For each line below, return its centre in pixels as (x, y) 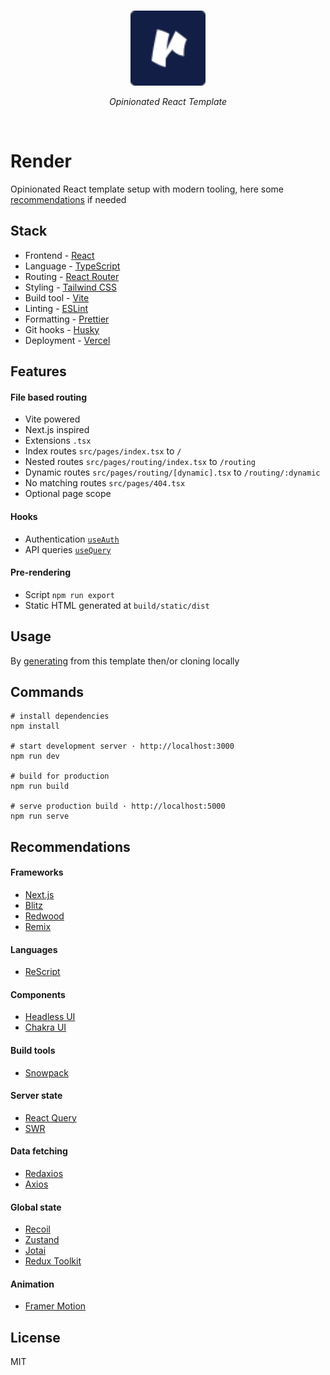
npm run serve (40, 816)
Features (38, 371)
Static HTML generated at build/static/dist (117, 605)
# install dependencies (60, 716)
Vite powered (52, 419)
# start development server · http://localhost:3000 (122, 746)
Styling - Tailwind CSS (71, 287)
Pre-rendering (41, 572)
